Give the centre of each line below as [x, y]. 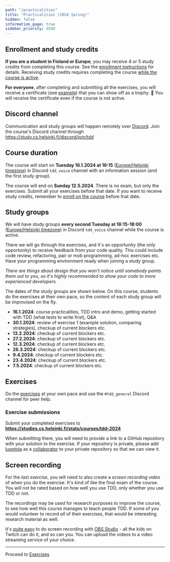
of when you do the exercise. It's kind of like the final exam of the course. [82, 483]
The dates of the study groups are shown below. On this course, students [82, 291]
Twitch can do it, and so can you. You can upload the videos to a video [79, 535]
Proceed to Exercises [27, 554]
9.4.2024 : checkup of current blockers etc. [58, 355]
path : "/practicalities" [31, 10]
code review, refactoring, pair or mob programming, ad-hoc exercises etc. [82, 255]
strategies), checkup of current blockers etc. [59, 328]
